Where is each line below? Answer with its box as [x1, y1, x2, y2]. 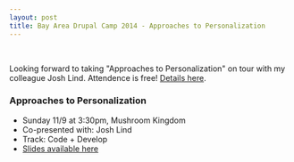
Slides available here [21, 143, 99, 154]
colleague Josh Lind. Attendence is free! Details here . [9, 72, 207, 83]
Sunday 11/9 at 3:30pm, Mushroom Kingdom [21, 115, 186, 126]
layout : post [9, 12, 58, 22]
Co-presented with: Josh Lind [21, 124, 132, 134]
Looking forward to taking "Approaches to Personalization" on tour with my [9, 63, 286, 74]
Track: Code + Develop [21, 134, 108, 144]
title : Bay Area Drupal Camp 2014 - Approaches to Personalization [9, 21, 266, 30]
